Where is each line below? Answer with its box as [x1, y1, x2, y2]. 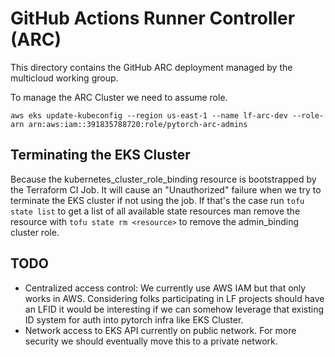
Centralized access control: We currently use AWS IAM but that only [24, 282, 307, 294]
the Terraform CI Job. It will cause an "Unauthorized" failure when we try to [10, 183, 322, 196]
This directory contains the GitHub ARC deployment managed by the [10, 61, 293, 73]
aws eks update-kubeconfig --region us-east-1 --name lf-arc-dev [10, 110, 288, 121]
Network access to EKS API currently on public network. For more [24, 324, 297, 336]
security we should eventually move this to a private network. [24, 335, 278, 347]
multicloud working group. [10, 72, 119, 84]
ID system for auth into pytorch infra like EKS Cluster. [24, 313, 244, 326]
